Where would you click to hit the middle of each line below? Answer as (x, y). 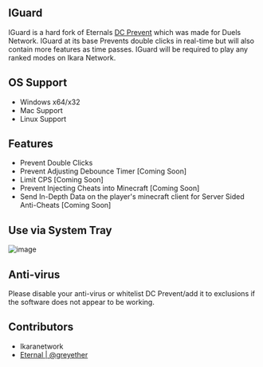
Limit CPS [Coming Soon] (61, 180)
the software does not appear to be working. (82, 303)
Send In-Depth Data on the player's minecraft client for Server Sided (132, 197)
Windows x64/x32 (50, 102)
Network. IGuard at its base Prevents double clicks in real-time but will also (131, 41)
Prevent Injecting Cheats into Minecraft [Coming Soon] (110, 188)
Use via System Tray (60, 230)
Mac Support (41, 110)
